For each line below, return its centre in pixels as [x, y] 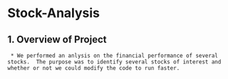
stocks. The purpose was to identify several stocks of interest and [114, 62]
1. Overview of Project [57, 39]
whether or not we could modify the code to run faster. [94, 68]
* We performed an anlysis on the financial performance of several [114, 56]
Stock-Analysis [54, 13]
